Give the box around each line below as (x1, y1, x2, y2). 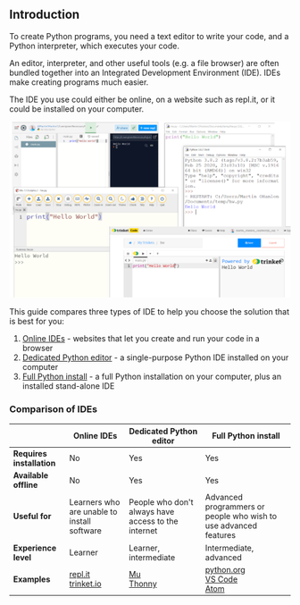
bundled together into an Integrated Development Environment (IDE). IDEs (9, 67, 281, 78)
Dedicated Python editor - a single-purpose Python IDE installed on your (21, 352, 289, 363)
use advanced (204, 520, 257, 531)
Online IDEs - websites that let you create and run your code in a (21, 332, 261, 343)
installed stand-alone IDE (21, 380, 115, 391)
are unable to (69, 506, 118, 517)
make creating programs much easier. (9, 76, 149, 88)
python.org (204, 564, 246, 575)
